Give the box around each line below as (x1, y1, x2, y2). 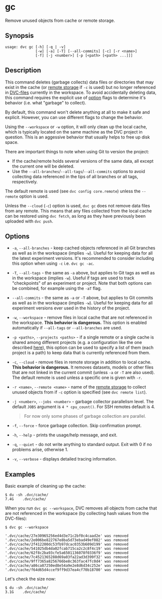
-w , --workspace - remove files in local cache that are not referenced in (12, 315, 152, 321)
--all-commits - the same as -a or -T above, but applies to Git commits (12, 295, 153, 301)
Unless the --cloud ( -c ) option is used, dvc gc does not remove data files (5, 203, 150, 208)
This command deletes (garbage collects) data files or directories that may (5, 79, 154, 85)
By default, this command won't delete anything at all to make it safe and (5, 109, 150, 115)
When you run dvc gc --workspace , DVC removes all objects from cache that (5, 505, 157, 511)
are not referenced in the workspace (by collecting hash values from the (5, 511, 149, 516)
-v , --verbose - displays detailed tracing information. (12, 456, 117, 462)
